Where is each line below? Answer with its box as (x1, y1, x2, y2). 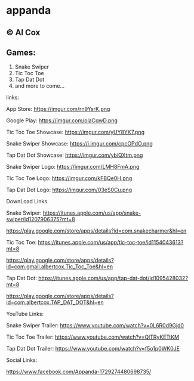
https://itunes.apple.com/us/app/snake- (42, 209, 141, 216)
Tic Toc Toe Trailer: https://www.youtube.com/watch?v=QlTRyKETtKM (6, 333, 180, 340)
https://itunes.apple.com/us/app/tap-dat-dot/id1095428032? (38, 275, 188, 282)
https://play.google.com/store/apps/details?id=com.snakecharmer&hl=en (6, 227, 187, 234)
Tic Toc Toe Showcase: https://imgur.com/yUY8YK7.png (6, 129, 145, 136)
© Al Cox (6, 27, 41, 38)
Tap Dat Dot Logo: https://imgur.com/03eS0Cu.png (6, 186, 133, 194)
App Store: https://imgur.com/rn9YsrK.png (6, 106, 110, 113)
